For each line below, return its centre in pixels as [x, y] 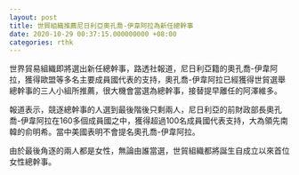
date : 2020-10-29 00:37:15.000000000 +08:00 [93, 34]
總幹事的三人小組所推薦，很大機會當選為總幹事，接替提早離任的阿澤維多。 [145, 91]
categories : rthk [41, 42]
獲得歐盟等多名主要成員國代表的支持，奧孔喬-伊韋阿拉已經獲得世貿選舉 [155, 80]
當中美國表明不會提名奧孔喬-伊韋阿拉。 [128, 132]
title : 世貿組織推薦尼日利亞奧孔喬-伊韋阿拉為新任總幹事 [101, 26]
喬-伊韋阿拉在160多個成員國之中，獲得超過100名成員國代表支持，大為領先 [145, 121]
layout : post [33, 17]
